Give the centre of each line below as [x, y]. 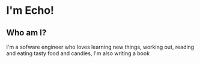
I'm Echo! [30, 10]
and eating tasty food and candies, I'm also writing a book [78, 53]
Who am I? [26, 33]
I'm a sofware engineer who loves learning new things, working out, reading [100, 47]
